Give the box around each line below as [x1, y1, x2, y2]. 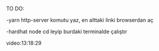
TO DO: [6, 5, 25, 12]
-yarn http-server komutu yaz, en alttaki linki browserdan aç [6, 17, 154, 23]
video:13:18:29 [6, 40, 42, 46]
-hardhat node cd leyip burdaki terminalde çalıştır [6, 28, 127, 35]
